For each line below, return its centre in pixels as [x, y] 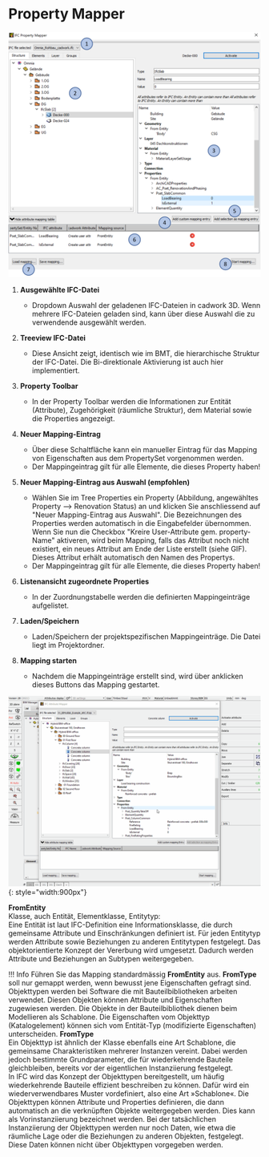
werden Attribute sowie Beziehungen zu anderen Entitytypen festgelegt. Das [134, 942]
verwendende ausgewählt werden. [89, 322]
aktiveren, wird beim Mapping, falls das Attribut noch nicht [153, 540]
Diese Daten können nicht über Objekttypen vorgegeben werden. [116, 1145]
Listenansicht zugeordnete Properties [84, 581]
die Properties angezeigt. [73, 419]
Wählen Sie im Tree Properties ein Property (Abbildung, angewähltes [145, 498]
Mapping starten [48, 661]
